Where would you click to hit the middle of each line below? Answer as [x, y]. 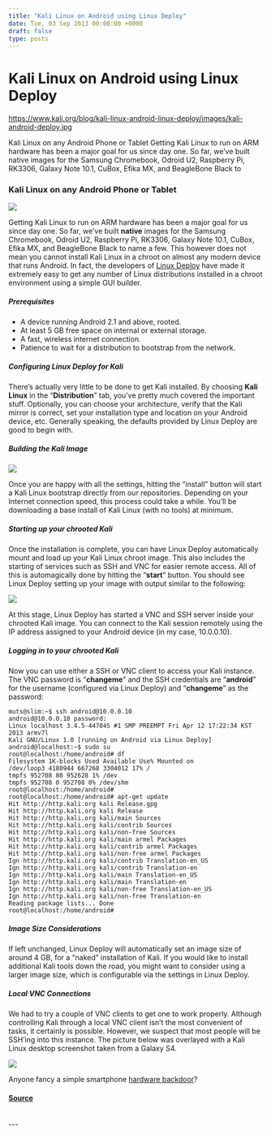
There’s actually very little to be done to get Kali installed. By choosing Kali [133, 387]
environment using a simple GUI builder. [75, 283]
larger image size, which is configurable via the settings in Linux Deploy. [129, 975]
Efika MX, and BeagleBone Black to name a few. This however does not [128, 248]
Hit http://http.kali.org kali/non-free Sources [92, 833]
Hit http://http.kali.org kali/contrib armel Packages [103, 847]
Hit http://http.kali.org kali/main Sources [85, 818]
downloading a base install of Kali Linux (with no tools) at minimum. [121, 510]
